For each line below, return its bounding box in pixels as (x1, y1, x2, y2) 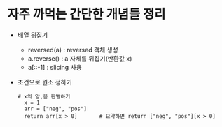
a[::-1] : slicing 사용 (27, 63, 82, 71)
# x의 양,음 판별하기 (17, 93, 71, 100)
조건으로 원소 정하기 (17, 77, 72, 86)
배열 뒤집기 (17, 31, 48, 39)
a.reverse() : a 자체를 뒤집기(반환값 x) (27, 54, 132, 63)
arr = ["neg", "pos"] (24, 105, 88, 112)
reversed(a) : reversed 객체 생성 (27, 45, 119, 54)
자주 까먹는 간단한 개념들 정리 (7, 6, 166, 22)
